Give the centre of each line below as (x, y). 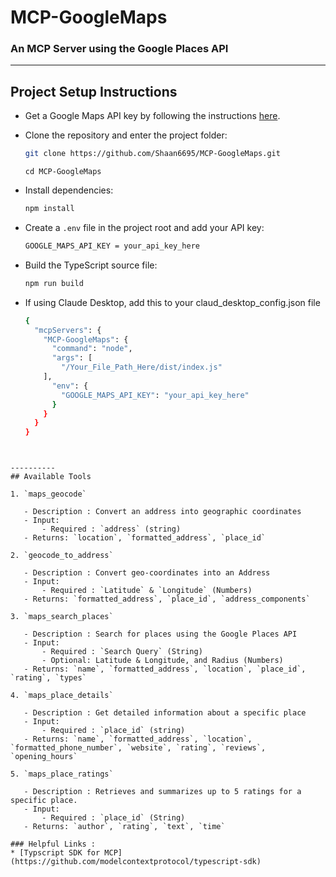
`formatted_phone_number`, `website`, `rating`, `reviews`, (138, 748)
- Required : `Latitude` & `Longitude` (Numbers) (147, 591)
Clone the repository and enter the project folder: (126, 135)
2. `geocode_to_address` (62, 556)
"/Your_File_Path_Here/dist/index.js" (142, 367)
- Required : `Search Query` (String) (122, 652)
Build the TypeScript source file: (91, 265)
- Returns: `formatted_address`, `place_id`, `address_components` (167, 599)
